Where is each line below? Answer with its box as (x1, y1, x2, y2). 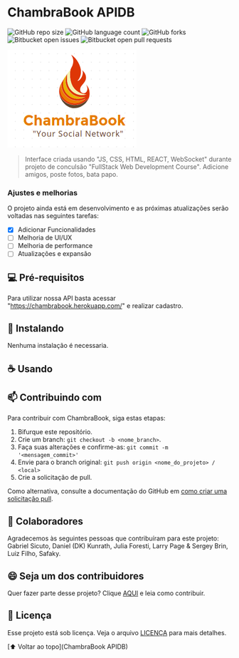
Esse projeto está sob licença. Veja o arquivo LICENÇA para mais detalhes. (7, 628, 227, 637)
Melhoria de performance (17, 242, 93, 250)
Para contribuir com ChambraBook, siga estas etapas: (7, 414, 166, 423)
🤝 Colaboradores (7, 515, 84, 528)
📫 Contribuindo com (7, 391, 102, 403)
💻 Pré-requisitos (7, 272, 85, 284)
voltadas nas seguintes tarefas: (7, 212, 100, 220)
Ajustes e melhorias (7, 187, 78, 197)
